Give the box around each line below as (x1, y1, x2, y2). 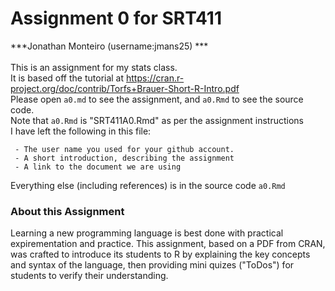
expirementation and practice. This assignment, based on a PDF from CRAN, (10, 238, 326, 250)
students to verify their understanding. (10, 270, 169, 282)
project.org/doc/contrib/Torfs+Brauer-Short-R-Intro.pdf (10, 82, 240, 94)
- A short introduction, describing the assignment (14, 153, 235, 163)
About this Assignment (10, 204, 125, 218)
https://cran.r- (126, 72, 185, 84)
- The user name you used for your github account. (14, 144, 235, 154)
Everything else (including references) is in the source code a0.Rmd (10, 179, 286, 191)
